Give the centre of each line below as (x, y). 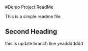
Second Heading (31, 32)
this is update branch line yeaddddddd (44, 43)
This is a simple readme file (33, 16)
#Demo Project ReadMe (29, 7)
